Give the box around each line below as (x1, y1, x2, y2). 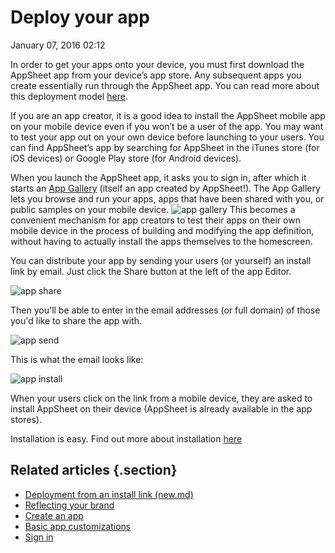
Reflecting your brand (24, 499, 115, 511)
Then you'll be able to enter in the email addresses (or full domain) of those (10, 304, 321, 316)
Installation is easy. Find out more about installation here (10, 432, 243, 445)
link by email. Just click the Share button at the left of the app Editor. (10, 265, 292, 277)
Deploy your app (10, 6, 150, 29)
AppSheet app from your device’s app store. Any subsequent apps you (10, 69, 302, 81)
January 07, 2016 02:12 (10, 39, 106, 51)
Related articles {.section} (10, 462, 178, 479)
